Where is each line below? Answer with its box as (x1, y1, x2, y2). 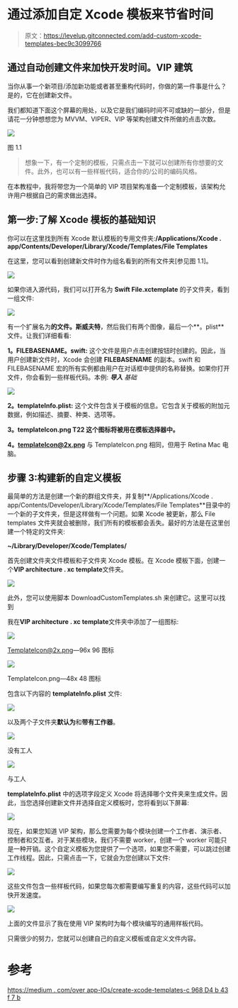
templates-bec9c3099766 (24, 39, 101, 48)
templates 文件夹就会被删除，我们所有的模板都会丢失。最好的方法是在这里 (7, 519, 225, 527)
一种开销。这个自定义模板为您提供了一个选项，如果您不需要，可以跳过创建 (13, 845, 231, 853)
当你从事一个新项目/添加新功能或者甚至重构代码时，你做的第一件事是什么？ (7, 82, 227, 90)
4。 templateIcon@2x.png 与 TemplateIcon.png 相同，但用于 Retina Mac (7, 440, 221, 449)
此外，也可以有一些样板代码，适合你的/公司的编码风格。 (37, 167, 201, 175)
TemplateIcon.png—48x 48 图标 (7, 674, 101, 683)
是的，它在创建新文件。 (7, 90, 76, 99)
